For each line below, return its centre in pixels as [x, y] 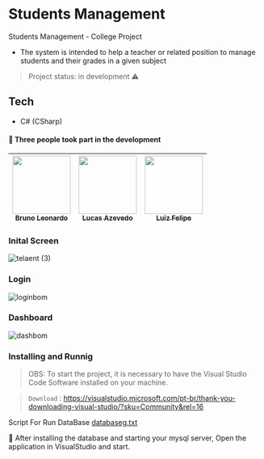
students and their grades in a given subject [93, 61]
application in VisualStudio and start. [69, 447]
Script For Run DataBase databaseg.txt [73, 423]
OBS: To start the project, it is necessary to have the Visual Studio [138, 374]
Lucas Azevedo [107, 218]
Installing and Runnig [51, 356]
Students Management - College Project [75, 36]
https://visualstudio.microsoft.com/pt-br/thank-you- [149, 398]
